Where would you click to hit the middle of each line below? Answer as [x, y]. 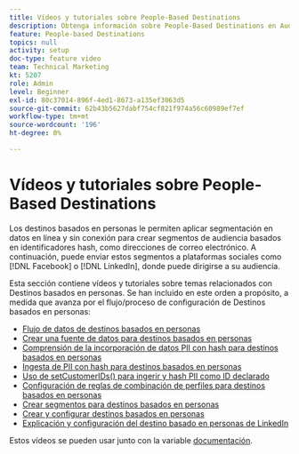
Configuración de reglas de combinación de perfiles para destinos [143, 385]
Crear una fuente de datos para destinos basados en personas [137, 338]
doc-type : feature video [55, 59]
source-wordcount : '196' [55, 125]
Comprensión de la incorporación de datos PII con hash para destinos [150, 347]
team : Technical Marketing [59, 68]
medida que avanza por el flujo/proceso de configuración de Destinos [137, 302]
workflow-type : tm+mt [49, 116]
